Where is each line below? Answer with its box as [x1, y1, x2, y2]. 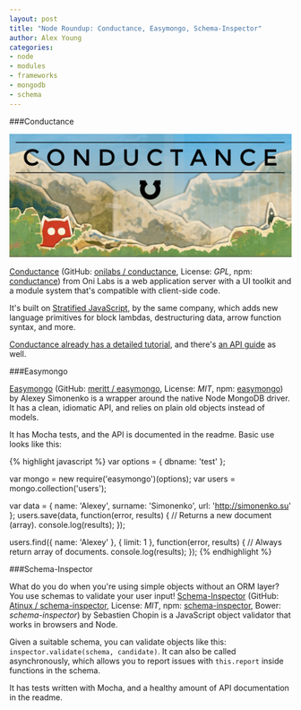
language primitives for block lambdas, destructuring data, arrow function [9, 312, 282, 323]
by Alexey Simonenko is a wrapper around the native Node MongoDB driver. [9, 393, 290, 403]
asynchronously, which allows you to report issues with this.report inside [9, 655, 284, 667]
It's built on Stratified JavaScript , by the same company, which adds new [9, 303, 279, 314]
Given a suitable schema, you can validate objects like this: [9, 636, 227, 647]
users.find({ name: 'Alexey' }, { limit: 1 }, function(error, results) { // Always [9, 537, 282, 548]
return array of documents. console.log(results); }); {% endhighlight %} [9, 547, 272, 558]
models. [9, 412, 39, 423]
